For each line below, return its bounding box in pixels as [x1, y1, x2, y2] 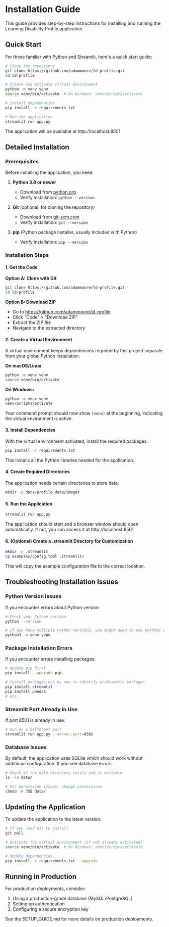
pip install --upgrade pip [5, 671, 62, 676]
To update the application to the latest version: [5, 816, 102, 822]
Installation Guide [5, 4, 80, 15]
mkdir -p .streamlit [5, 549, 49, 554]
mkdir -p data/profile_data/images [5, 490, 80, 495]
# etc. [5, 693, 19, 699]
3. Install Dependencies [5, 427, 56, 433]
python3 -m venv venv [5, 633, 51, 638]
